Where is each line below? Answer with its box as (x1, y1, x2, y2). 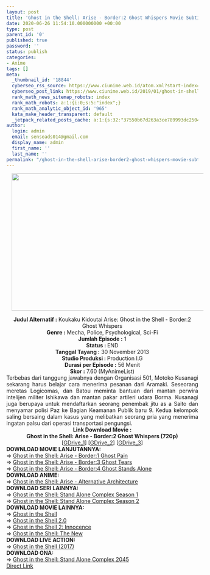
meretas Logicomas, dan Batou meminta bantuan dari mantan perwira (6, 387, 198, 394)
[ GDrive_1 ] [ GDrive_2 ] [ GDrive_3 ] (61, 439, 143, 446)
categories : (6, 54, 37, 60)
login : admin (12, 128, 45, 134)
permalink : (6, 156, 34, 162)
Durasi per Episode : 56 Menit (64, 361, 141, 369)
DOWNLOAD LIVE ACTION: (6, 537, 76, 544)
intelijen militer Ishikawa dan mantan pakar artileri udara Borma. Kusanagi (6, 394, 198, 401)
